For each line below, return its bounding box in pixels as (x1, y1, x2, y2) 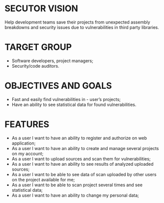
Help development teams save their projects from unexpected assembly (4, 19, 150, 25)
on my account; (11, 151, 44, 156)
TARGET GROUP (4, 42, 72, 53)
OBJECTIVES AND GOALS (4, 80, 112, 91)
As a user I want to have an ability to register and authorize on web (11, 135, 147, 141)
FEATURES (4, 119, 50, 130)
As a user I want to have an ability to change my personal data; (11, 192, 139, 198)
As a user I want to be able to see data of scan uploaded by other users (11, 171, 157, 177)
